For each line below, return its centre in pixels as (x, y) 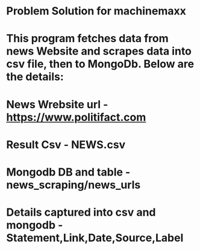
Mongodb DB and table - (68, 172)
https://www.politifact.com (76, 117)
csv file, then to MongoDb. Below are (100, 64)
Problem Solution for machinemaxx (96, 11)
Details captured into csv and (81, 212)
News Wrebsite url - (57, 104)
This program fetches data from (87, 39)
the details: (35, 77)
